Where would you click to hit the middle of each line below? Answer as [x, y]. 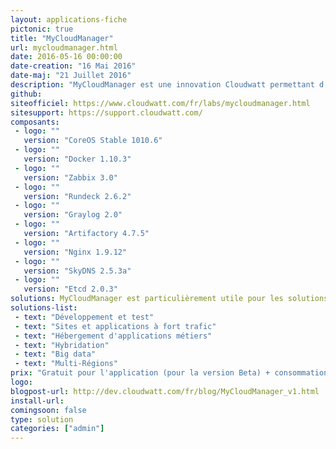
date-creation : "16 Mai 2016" [73, 66]
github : [26, 94]
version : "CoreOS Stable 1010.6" [93, 141]
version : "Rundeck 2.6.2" [77, 196]
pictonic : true [42, 29]
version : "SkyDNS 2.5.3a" [77, 271]
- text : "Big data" [55, 354]
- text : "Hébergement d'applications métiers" [113, 336]
